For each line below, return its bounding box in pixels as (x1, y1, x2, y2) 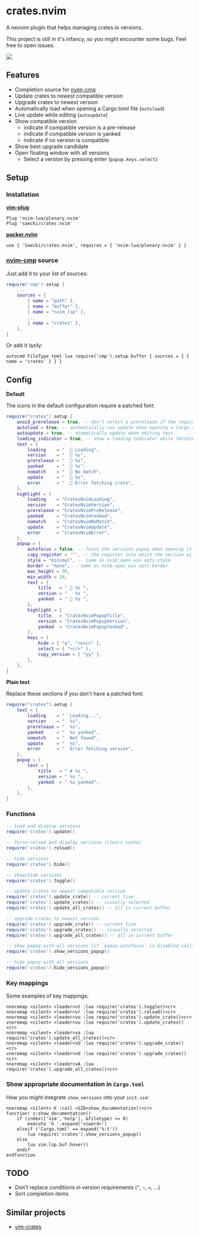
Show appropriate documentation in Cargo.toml (6, 1080, 145, 1088)
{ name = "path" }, (27, 298, 76, 304)
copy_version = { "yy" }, (37, 651, 102, 657)
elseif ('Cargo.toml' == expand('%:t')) (17, 1126, 118, 1132)
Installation (6, 190, 40, 199)
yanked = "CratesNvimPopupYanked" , (37, 623, 129, 630)
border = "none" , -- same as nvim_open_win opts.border (27, 563, 168, 569)
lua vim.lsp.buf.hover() (27, 1141, 89, 1147)
